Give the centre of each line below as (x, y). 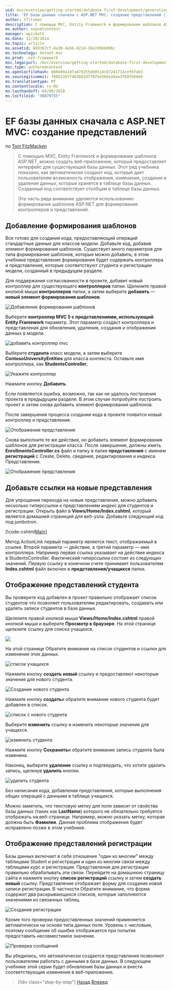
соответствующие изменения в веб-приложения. (60, 972)
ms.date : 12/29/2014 (27, 39)
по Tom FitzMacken (26, 146)
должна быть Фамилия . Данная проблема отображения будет (74, 822)
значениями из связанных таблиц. (43, 899)
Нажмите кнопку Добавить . (36, 384)
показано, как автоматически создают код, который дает (81, 173)
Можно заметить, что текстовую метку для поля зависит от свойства (81, 806)
